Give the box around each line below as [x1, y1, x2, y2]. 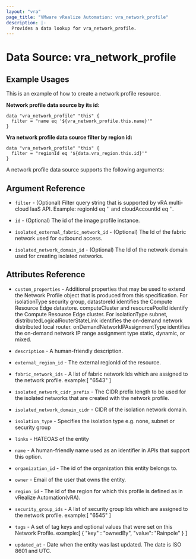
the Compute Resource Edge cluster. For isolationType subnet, [14, 310, 168, 317]
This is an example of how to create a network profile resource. [6, 90, 162, 97]
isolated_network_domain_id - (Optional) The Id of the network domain [14, 246, 188, 253]
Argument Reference [6, 183, 86, 193]
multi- [168, 199, 184, 207]
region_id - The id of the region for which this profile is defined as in [14, 487, 183, 494]
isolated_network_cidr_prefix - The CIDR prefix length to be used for [14, 388, 186, 395]
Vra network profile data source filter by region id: [6, 134, 132, 141]
